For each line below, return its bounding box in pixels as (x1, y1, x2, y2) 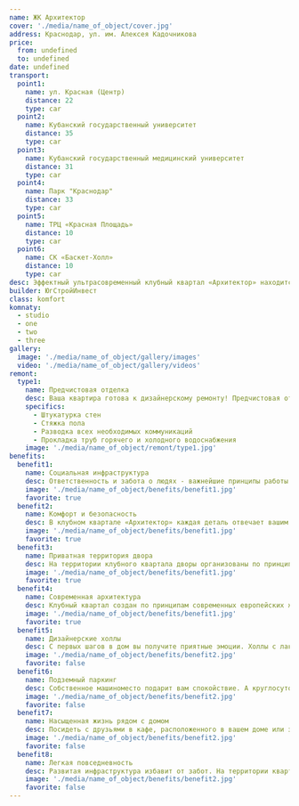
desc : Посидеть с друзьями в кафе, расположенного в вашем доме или (25, 725, 285, 735)
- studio (17, 311, 50, 321)
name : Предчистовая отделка (25, 386, 129, 395)
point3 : (17, 145, 46, 154)
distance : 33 (25, 195, 74, 205)
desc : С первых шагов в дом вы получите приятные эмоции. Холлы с (25, 642, 277, 651)
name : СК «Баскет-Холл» (25, 253, 114, 263)
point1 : (17, 79, 46, 88)
